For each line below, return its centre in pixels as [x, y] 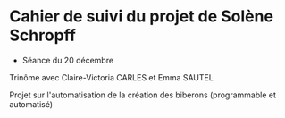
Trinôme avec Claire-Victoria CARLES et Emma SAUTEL [112, 77]
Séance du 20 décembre [68, 60]
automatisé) [31, 104]
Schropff [42, 35]
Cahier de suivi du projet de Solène [142, 17]
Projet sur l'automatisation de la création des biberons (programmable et [143, 95]
